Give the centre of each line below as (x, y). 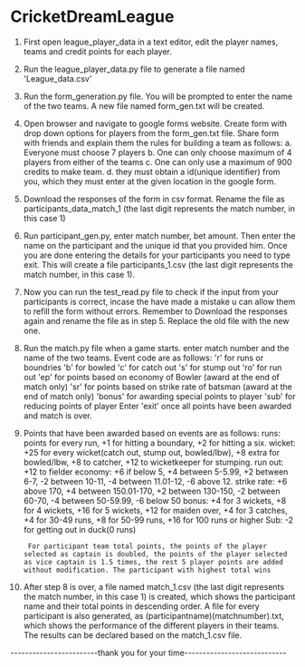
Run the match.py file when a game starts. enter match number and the (156, 348)
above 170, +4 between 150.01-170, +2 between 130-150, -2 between (152, 491)
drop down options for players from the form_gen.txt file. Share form (151, 132)
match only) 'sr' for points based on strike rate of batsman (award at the (158, 387)
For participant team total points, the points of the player (148, 546)
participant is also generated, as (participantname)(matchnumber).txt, (153, 615)
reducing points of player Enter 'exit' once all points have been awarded (157, 406)
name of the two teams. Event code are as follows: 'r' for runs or (143, 358)
